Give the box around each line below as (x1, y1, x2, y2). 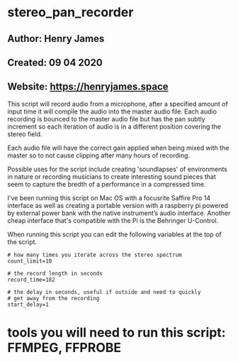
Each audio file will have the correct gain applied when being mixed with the (7, 143, 229, 152)
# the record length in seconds (7, 270, 103, 277)
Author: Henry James (7, 33, 105, 45)
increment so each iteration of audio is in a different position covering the (7, 122, 222, 131)
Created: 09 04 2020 (7, 56, 103, 68)
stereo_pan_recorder (7, 4, 134, 21)
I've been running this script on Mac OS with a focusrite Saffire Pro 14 (7, 193, 211, 202)
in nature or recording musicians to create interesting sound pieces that (7, 172, 216, 181)
